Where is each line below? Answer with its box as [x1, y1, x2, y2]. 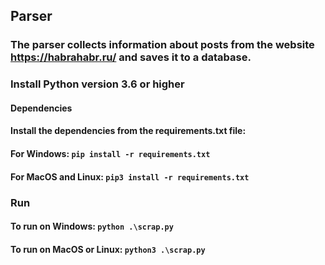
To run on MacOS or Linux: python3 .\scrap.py [10, 243, 206, 255]
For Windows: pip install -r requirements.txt [10, 148, 211, 160]
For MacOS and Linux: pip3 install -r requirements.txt [10, 170, 250, 183]
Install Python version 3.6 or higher [10, 77, 185, 91]
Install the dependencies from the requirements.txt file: [10, 125, 247, 137]
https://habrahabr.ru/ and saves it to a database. [10, 50, 252, 64]
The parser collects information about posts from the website [10, 38, 315, 52]
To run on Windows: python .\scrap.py [10, 220, 174, 233]
